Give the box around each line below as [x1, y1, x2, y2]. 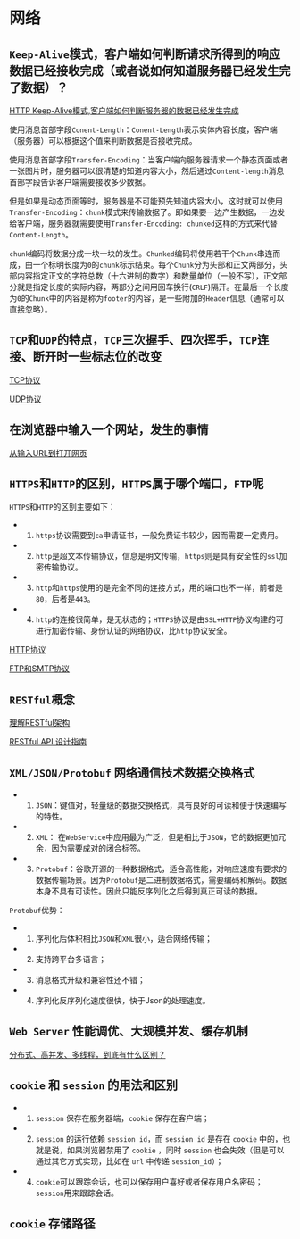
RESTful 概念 [9, 692, 76, 707]
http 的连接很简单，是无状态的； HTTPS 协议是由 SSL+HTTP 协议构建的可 [35, 614, 284, 625]
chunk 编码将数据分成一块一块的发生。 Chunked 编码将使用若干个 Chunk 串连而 [9, 248, 281, 259]
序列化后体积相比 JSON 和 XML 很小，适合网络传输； [35, 934, 212, 944]
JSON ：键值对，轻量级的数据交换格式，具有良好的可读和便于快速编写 [35, 800, 287, 811]
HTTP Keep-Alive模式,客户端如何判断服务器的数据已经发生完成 [9, 105, 239, 116]
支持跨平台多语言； [35, 954, 107, 965]
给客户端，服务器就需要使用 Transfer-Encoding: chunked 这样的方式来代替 [9, 218, 279, 229]
